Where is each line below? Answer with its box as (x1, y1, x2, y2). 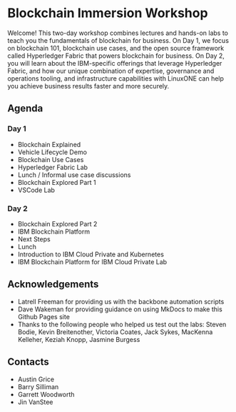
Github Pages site (17, 312, 70, 321)
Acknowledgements (7, 278, 99, 291)
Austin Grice (17, 375, 55, 383)
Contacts (7, 356, 50, 368)
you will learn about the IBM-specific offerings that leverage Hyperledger (7, 59, 222, 67)
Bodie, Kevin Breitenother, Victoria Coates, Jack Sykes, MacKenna (17, 327, 213, 336)
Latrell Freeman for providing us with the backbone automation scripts (17, 297, 225, 306)
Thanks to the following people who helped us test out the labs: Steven (17, 320, 227, 328)
